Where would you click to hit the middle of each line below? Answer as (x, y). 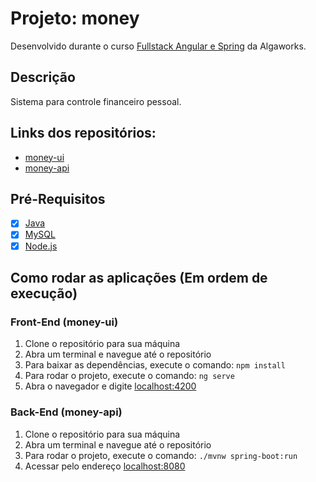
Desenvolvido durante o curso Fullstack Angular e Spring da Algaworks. (158, 46)
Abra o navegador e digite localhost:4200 (110, 386)
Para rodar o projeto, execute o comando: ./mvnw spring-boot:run (161, 455)
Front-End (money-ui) (64, 322)
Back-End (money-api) (66, 412)
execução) (44, 293)
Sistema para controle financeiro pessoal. (96, 101)
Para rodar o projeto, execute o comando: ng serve (129, 376)
